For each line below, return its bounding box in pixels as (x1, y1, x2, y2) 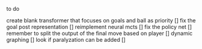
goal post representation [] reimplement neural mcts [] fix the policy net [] (6, 24, 192, 30)
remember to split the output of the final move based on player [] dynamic (6, 30, 193, 37)
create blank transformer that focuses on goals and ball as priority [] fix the (6, 17, 196, 24)
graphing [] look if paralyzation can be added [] (6, 36, 126, 43)
